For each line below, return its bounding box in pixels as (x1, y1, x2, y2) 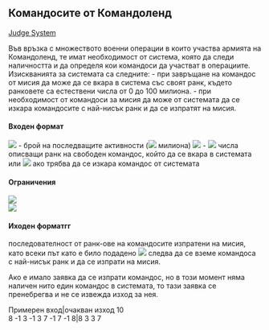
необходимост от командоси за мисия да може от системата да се (8, 94, 240, 104)
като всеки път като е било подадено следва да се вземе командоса (8, 249, 256, 258)
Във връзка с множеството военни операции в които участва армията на (8, 43, 262, 53)
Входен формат (8, 122, 64, 131)
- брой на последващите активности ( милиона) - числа (18, 141, 238, 151)
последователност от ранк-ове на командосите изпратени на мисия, (8, 239, 247, 249)
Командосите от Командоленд (8, 6, 173, 20)
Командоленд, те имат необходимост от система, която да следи (8, 52, 234, 61)
